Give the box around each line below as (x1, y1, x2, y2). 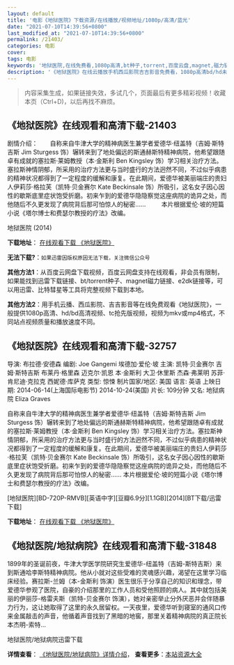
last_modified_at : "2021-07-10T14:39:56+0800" (7, 29, 145, 37)
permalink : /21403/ (7, 36, 64, 43)
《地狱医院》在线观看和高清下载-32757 (7, 340, 177, 352)
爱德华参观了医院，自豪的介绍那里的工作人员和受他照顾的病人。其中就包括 (7, 586, 221, 594)
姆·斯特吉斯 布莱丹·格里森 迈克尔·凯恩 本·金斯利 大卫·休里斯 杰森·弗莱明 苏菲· (7, 368, 225, 377)
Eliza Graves (15, 395, 51, 403)
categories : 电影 (7, 42, 56, 49)
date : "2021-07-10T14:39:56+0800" (7, 23, 108, 30)
